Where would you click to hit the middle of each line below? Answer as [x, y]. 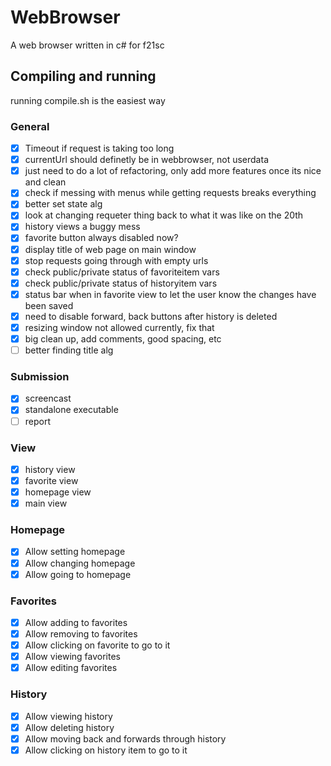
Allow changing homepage [80, 563]
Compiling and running [83, 76]
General [30, 126]
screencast [48, 398]
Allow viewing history [68, 716]
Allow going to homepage [78, 574]
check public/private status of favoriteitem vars [122, 272]
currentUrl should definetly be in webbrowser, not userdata [146, 160]
